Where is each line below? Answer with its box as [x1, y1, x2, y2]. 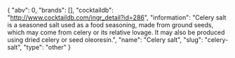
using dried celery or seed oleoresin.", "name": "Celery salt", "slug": [7, 36, 203, 44]
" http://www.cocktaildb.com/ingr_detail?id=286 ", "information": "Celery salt [7, 13, 227, 22]
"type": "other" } [23, 43, 72, 51]
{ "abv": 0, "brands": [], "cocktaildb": [7, 6, 114, 14]
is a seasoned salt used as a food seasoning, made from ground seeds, [7, 21, 214, 29]
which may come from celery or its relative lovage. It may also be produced [7, 28, 225, 36]
